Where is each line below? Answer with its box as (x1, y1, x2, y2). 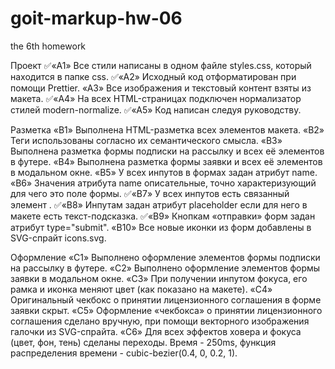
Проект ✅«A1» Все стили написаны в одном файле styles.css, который (10, 59, 312, 71)
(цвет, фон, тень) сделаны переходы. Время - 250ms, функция (10, 336, 277, 348)
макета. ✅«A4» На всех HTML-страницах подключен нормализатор (10, 92, 302, 104)
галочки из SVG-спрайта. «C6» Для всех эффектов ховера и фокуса (10, 325, 302, 337)
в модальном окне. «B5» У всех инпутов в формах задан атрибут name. (10, 166, 318, 178)
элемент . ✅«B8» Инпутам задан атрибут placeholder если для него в (10, 198, 308, 211)
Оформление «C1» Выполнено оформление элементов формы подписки (10, 251, 321, 263)
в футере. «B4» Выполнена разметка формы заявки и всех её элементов (10, 155, 323, 167)
